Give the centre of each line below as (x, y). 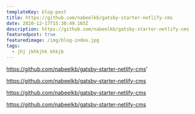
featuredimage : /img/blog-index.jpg (53, 40)
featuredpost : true (31, 35)
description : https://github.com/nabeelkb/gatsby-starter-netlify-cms (98, 29)
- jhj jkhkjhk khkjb (38, 52)
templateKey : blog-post (37, 12)
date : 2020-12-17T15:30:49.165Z (47, 23)
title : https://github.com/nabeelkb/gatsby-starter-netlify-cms (90, 18)
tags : (13, 46)
